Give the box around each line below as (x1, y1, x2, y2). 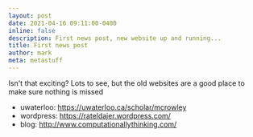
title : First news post (8, 42, 89, 50)
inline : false (8, 26, 56, 34)
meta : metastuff (8, 57, 63, 65)
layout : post (8, 11, 52, 20)
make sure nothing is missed (8, 87, 103, 96)
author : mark (8, 49, 52, 57)
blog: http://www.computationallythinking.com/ (19, 119, 177, 129)
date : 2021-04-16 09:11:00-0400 (8, 19, 117, 27)
